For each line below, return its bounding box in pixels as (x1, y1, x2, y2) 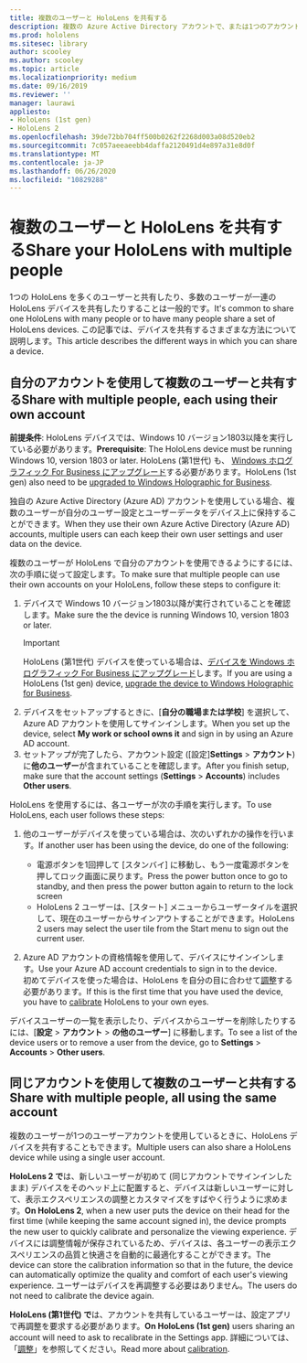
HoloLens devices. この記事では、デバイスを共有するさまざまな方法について (9, 324, 297, 335)
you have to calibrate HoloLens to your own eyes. (22, 996, 209, 1007)
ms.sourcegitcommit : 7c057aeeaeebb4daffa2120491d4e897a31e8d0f (9, 141, 256, 150)
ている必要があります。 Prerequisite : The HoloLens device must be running (9, 444, 292, 454)
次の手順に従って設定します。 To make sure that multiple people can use (9, 569, 281, 579)
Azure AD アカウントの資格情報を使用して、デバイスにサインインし (22, 952, 277, 962)
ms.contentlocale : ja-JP (9, 157, 104, 167)
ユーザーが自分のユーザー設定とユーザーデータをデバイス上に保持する (25, 507, 290, 518)
